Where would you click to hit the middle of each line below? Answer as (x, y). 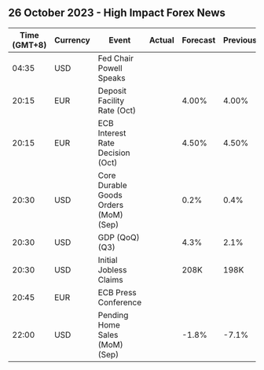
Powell (110, 68)
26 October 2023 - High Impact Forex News (117, 13)
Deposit (112, 91)
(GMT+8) (29, 45)
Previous (240, 40)
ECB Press (117, 292)
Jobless (112, 269)
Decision (114, 153)
